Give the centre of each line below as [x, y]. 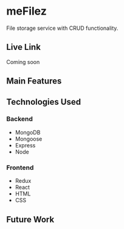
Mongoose [29, 139]
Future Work [30, 220]
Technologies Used [43, 102]
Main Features [34, 81]
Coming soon [23, 62]
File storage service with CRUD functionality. [62, 28]
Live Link [24, 47]
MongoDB [28, 132]
